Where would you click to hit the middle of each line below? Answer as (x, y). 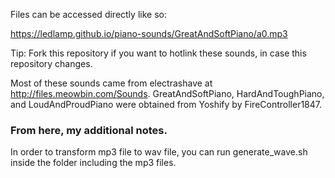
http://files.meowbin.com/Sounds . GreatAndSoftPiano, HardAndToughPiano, (167, 93)
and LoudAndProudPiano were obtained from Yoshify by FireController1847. (166, 104)
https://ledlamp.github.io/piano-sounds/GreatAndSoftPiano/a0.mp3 (149, 33)
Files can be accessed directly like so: (88, 14)
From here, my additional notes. (89, 130)
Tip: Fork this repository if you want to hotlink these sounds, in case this (158, 53)
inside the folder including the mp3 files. (93, 163)
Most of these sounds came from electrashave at (111, 83)
